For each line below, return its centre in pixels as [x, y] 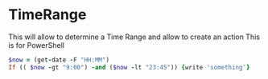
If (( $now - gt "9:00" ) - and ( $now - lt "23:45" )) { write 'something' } [129, 67]
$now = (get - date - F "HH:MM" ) [59, 60]
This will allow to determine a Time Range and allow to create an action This [134, 37]
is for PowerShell [36, 45]
